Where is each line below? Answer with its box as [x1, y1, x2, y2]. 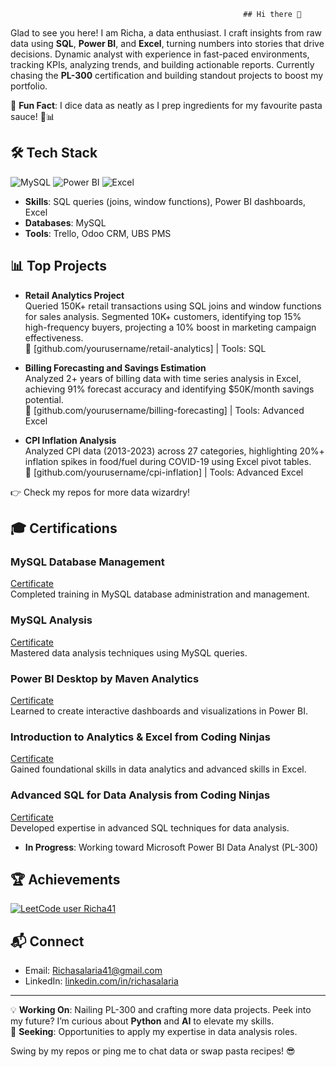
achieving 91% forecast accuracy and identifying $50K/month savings [24, 383, 315, 395]
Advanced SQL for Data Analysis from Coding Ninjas [10, 788, 271, 802]
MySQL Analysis [10, 613, 93, 627]
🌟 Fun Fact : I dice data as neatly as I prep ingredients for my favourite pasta [10, 100, 323, 111]
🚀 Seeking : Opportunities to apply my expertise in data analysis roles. [10, 1026, 298, 1038]
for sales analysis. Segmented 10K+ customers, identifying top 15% [24, 310, 302, 322]
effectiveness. [24, 331, 84, 344]
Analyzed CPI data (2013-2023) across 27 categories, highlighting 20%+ [24, 445, 325, 457]
